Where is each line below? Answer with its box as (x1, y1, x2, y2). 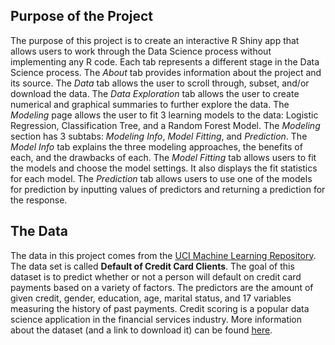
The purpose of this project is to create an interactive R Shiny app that (10, 34, 300, 46)
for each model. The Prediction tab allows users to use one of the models (10, 172, 313, 184)
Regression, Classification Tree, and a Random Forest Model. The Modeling (10, 119, 321, 131)
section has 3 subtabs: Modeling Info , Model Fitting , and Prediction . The (10, 130, 308, 142)
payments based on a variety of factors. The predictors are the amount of (10, 281, 314, 293)
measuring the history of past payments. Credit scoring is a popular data (10, 302, 310, 314)
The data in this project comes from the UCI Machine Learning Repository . (10, 249, 317, 261)
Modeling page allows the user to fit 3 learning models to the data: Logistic (10, 109, 319, 121)
